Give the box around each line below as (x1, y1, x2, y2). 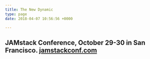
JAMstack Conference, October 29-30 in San (5, 39, 146, 47)
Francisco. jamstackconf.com (5, 46, 97, 54)
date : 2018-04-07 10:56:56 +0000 (5, 16, 73, 21)
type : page (5, 12, 27, 17)
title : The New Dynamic (5, 7, 54, 12)
